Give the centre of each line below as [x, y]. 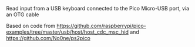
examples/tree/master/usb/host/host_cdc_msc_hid [68, 32]
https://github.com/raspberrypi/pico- [101, 26]
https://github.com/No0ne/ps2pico [48, 38]
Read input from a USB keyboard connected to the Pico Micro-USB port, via [98, 8]
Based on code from [31, 26]
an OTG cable [23, 15]
